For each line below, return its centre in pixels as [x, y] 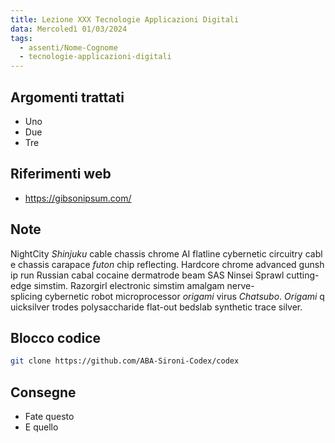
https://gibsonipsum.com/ [78, 198]
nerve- [240, 285]
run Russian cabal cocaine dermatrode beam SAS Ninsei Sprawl [152, 275]
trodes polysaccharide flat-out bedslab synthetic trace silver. [177, 307]
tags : [21, 38]
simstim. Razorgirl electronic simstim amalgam [129, 285]
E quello [41, 427]
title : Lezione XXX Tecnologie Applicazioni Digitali [125, 19]
